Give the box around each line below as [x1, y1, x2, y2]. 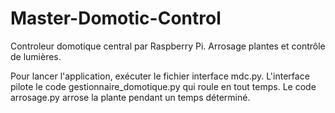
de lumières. [10, 50, 62, 62]
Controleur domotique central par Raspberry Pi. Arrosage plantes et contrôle [10, 40, 326, 52]
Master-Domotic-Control [10, 7, 222, 30]
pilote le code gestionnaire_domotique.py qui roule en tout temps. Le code [10, 80, 317, 92]
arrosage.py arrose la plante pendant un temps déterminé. [10, 91, 251, 103]
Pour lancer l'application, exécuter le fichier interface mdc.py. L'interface [10, 70, 310, 82]
